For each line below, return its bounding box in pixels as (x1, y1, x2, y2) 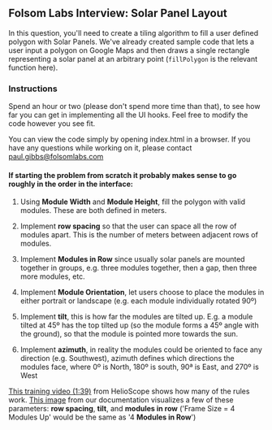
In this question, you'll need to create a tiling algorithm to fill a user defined (8, 28, 259, 37)
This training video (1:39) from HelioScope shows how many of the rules (8, 386, 250, 397)
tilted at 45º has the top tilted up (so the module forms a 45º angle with (19, 320, 259, 330)
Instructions (8, 83, 58, 94)
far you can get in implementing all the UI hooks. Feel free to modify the (8, 110, 248, 120)
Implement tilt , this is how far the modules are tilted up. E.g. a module (19, 312, 253, 322)
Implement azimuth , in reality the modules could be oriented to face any (19, 345, 262, 354)
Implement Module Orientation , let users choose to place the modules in (19, 288, 265, 298)
